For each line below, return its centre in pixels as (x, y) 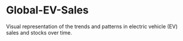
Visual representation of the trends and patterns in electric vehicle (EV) (92, 26)
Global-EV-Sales (48, 10)
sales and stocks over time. (39, 32)
